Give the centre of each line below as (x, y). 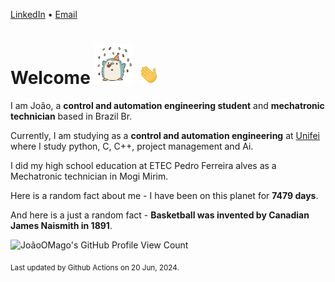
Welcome (50, 78)
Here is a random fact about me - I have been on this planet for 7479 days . (164, 195)
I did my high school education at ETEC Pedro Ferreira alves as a (143, 165)
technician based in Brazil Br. (71, 116)
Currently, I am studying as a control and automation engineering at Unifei (165, 135)
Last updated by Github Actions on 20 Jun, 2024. (95, 267)
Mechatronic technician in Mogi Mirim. (89, 176)
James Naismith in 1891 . (61, 225)
